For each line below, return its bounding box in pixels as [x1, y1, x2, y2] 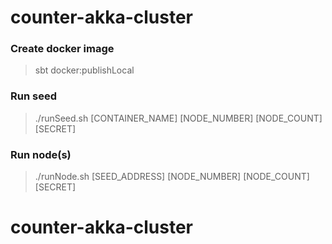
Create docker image [10, 42, 115, 56]
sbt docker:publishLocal [34, 64, 135, 76]
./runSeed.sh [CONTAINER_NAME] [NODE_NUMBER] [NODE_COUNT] [34, 112, 323, 124]
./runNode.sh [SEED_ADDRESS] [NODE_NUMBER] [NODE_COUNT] [34, 171, 310, 183]
